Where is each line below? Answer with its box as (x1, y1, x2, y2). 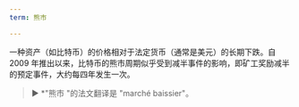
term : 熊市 (9, 12, 47, 22)
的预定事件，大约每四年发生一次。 (9, 69, 135, 79)
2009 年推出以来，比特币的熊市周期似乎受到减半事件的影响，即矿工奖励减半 (9, 57, 290, 68)
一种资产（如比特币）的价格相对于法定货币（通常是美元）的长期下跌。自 (9, 46, 276, 57)
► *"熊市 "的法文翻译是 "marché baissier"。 (30, 87, 194, 98)
